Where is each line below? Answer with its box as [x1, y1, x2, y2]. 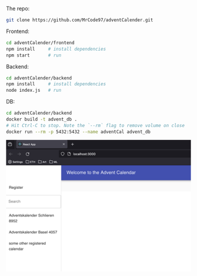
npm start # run [6, 52, 62, 58]
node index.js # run [6, 88, 62, 94]
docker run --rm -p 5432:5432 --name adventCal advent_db [6, 129, 151, 135]
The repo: [6, 5, 30, 12]
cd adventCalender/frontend [6, 39, 75, 46]
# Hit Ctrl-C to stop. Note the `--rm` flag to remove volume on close [6, 122, 185, 128]
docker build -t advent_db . [6, 117, 77, 122]
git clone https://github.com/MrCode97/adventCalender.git [6, 17, 154, 23]
